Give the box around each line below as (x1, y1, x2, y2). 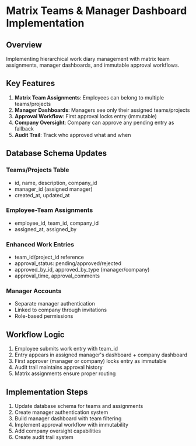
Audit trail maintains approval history (14, 364, 103, 371)
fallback (14, 125, 34, 132)
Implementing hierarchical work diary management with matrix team (6, 56, 170, 62)
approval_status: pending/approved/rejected (14, 260, 121, 267)
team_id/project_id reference (14, 253, 85, 261)
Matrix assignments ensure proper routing (14, 370, 116, 377)
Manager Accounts (6, 287, 62, 295)
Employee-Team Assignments (6, 206, 93, 214)
